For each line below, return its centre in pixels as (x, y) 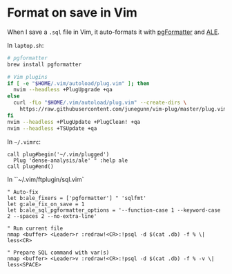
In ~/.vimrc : (24, 141)
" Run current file (35, 228)
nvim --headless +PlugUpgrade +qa (63, 90)
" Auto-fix (23, 192)
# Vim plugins (28, 77)
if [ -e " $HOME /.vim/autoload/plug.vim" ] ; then (78, 83)
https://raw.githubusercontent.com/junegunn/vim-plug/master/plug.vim (123, 109)
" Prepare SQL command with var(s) (58, 253)
